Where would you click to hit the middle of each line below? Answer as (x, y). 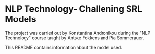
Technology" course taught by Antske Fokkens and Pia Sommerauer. (75, 38)
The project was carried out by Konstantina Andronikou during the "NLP (78, 33)
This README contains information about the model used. (64, 47)
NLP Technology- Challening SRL (74, 9)
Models (21, 19)
